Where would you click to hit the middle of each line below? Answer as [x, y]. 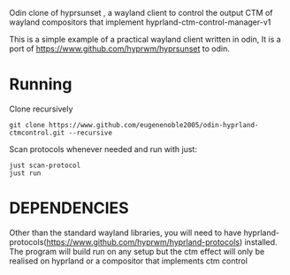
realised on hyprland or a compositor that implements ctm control [128, 261]
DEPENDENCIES [69, 208]
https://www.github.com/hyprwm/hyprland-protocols [143, 241]
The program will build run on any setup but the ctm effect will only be [137, 251]
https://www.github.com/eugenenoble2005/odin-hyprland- [153, 125]
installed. [261, 241]
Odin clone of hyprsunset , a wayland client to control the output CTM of [141, 13]
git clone [27, 125]
